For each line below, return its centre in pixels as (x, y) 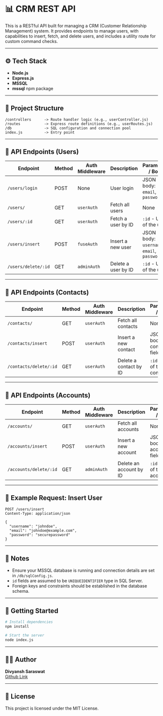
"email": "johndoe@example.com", (43, 530)
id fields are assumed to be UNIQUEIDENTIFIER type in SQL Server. (77, 581)
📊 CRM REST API (41, 9)
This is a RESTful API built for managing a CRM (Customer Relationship (76, 26)
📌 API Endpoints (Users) (42, 152)
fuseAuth (88, 244)
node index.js (19, 640)
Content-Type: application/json (38, 513)
